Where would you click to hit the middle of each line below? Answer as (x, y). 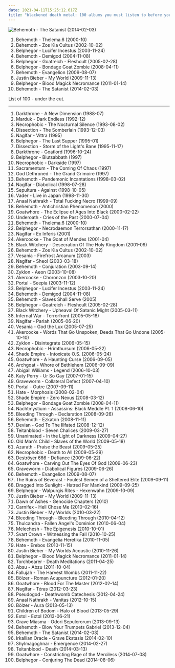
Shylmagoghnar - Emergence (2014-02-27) (62, 643)
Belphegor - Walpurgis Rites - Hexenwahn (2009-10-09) (75, 490)
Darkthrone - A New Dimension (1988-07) (60, 113)
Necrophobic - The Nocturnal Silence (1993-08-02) (70, 124)
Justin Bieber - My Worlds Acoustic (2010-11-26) (67, 550)
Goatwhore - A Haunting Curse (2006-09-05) (64, 359)
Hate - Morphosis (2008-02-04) (50, 392)
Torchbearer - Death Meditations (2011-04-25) (65, 562)
